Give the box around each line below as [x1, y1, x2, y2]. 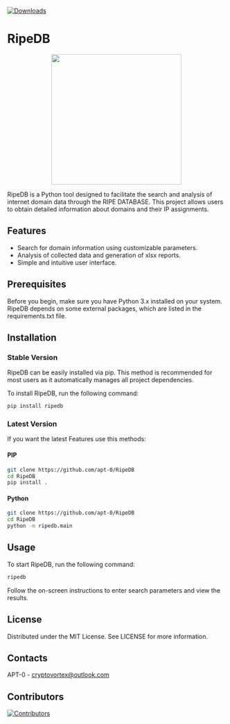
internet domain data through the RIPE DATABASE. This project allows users [7, 197, 224, 206]
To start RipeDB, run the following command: [7, 560, 135, 568]
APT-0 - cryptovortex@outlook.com [7, 670, 109, 679]
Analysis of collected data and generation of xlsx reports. [17, 251, 182, 259]
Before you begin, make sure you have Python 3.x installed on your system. [7, 297, 223, 305]
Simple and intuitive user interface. [17, 258, 117, 267]
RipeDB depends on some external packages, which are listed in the [7, 304, 202, 313]
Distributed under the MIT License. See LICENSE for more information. [7, 632, 209, 641]
